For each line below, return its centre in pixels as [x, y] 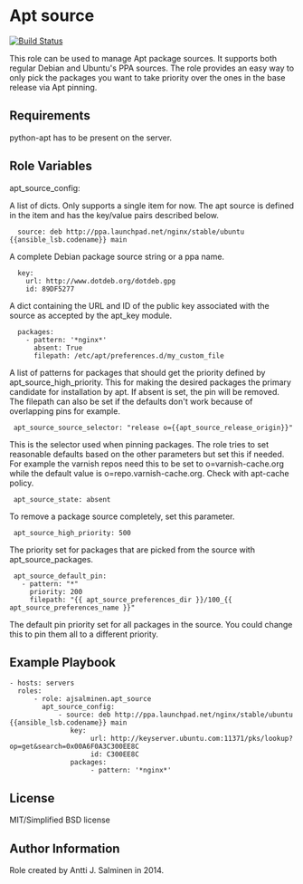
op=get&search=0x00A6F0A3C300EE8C [75, 747]
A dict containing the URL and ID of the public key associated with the [139, 305]
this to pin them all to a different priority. [84, 634]
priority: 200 [56, 591]
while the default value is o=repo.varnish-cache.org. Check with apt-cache [149, 473]
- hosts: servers [42, 683]
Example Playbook [62, 662]
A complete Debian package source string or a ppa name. [117, 256]
